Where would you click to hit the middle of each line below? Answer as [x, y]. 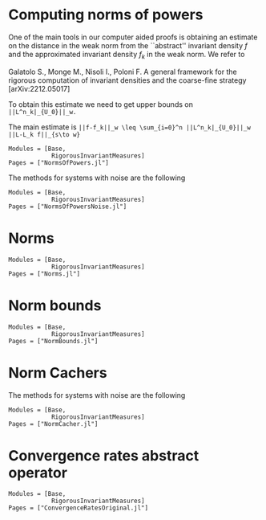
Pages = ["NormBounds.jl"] [53, 341]
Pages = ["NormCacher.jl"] [53, 424]
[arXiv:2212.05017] [39, 88]
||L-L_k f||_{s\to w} [44, 134]
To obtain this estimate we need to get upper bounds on [101, 104]
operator [38, 473]
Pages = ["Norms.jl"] [44, 274]
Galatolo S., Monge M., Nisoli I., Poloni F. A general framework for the [123, 72]
